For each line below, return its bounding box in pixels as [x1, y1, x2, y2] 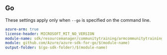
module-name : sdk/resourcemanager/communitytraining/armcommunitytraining [5, 36, 164, 41]
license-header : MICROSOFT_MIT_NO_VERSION [5, 31, 94, 36]
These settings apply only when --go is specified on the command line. [5, 17, 151, 23]
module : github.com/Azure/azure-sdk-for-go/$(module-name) [5, 41, 130, 46]
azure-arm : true [5, 27, 39, 32]
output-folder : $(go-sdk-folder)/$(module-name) [5, 45, 108, 50]
